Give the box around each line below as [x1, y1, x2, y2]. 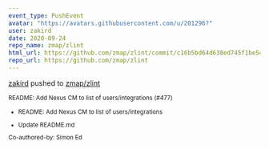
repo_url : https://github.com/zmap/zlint [8, 57, 149, 65]
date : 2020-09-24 [8, 34, 66, 42]
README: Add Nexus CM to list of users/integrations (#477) [8, 94, 174, 102]
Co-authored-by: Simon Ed [8, 134, 82, 142]
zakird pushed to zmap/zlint [8, 78, 101, 88]
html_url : [8, 49, 42, 57]
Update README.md [18, 121, 75, 129]
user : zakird [8, 26, 52, 34]
